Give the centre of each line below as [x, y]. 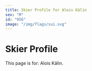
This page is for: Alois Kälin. [34, 63]
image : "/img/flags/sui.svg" [36, 24]
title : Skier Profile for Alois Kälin [46, 10]
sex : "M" [14, 15]
